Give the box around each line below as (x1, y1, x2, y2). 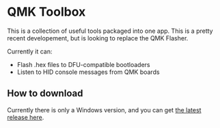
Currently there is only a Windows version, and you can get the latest (7, 105, 202, 114)
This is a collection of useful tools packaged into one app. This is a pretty (7, 27, 213, 35)
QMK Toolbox (7, 4, 86, 20)
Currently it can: (7, 47, 53, 55)
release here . (7, 113, 44, 121)
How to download (7, 88, 83, 99)
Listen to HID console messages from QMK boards (16, 68, 160, 76)
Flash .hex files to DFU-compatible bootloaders (16, 60, 150, 68)
